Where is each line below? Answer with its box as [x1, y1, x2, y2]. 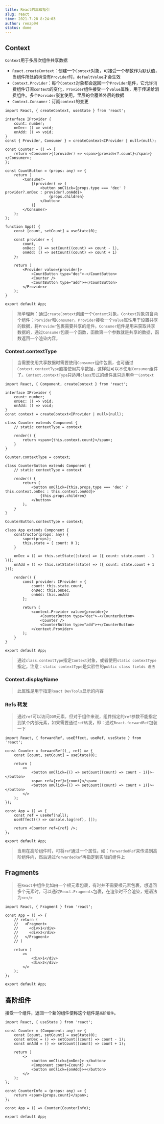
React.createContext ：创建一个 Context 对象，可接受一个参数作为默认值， [12, 67, 160, 74]
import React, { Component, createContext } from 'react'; [5, 382, 128, 387]
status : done [5, 26, 32, 30]
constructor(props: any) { [14, 532, 69, 537]
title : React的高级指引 [5, 7, 50, 12]
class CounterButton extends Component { [5, 464, 91, 468]
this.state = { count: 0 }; [23, 541, 80, 546]
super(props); [23, 536, 51, 542]
